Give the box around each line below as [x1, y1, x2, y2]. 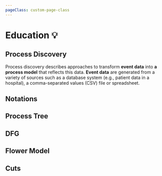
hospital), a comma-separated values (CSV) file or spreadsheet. [5, 80, 140, 86]
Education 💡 [5, 29, 58, 41]
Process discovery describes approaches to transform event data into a [5, 63, 157, 69]
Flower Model [5, 146, 50, 156]
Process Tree [5, 112, 49, 120]
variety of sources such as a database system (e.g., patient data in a [5, 74, 150, 81]
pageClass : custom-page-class [5, 7, 70, 13]
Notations [5, 95, 37, 104]
